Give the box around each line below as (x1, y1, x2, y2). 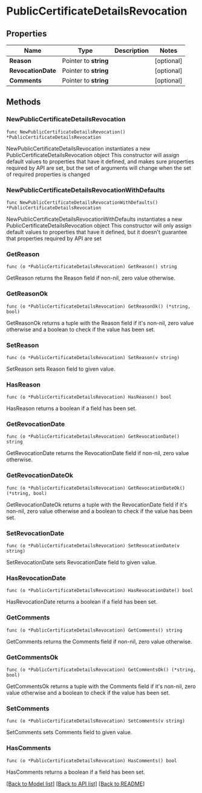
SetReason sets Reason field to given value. (6, 365, 116, 373)
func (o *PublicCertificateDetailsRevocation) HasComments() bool (6, 757, 177, 764)
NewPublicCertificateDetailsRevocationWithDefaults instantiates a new (6, 215, 183, 223)
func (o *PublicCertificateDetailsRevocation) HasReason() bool (6, 394, 172, 400)
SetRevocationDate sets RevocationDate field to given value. (6, 559, 157, 566)
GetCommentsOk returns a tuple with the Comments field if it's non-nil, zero (6, 683, 196, 690)
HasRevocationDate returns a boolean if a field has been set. (6, 598, 158, 606)
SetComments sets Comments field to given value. (6, 729, 132, 736)
